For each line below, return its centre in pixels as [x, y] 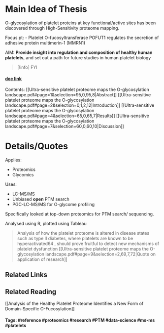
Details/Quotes [36, 146]
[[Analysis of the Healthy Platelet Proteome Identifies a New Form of [74, 304]
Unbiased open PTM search [41, 199]
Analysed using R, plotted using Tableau [46, 224]
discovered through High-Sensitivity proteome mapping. [62, 28]
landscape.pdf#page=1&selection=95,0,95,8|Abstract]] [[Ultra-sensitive [78, 95]
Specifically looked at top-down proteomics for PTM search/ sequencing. [80, 214]
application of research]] [42, 259]
